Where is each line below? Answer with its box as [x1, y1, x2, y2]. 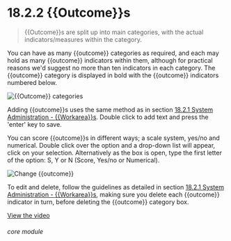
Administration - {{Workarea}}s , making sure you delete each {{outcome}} [7, 190, 221, 199]
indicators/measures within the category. [24, 35, 143, 43]
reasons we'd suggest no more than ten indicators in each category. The [7, 63, 216, 72]
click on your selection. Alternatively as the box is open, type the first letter [7, 148, 223, 157]
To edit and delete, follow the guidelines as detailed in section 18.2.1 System [7, 182, 225, 191]
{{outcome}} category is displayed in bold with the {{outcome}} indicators [7, 71, 219, 79]
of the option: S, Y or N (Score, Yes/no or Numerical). [7, 155, 160, 164]
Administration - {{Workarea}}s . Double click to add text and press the [7, 113, 209, 121]
